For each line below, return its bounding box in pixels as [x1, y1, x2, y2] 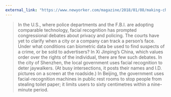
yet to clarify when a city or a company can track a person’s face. [17, 38, 155, 44]
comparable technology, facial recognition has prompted [17, 27, 137, 33]
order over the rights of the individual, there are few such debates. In [17, 54, 162, 60]
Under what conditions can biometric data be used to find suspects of [17, 43, 165, 49]
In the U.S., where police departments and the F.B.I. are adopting [17, 21, 154, 28]
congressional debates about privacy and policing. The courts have [17, 32, 159, 38]
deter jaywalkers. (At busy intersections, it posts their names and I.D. [17, 65, 162, 71]
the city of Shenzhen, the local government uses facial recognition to [17, 59, 163, 65]
